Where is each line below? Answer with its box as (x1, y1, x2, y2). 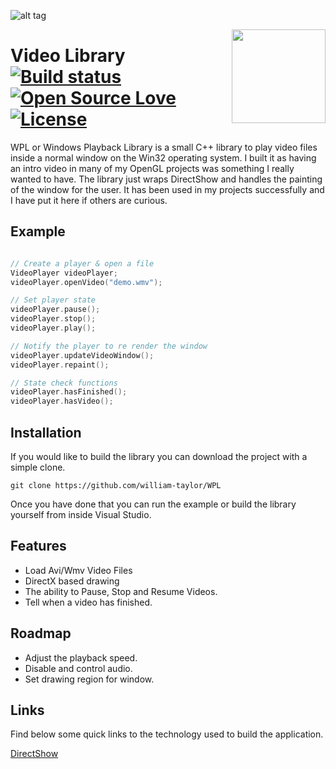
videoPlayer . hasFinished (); (10, 387, 128, 397)
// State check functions (10, 378, 118, 388)
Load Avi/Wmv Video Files (24, 564, 133, 576)
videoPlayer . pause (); (10, 305, 101, 315)
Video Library (10, 45, 126, 67)
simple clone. (10, 461, 66, 473)
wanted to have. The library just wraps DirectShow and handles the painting (10, 173, 323, 185)
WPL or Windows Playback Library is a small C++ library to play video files (10, 141, 318, 153)
